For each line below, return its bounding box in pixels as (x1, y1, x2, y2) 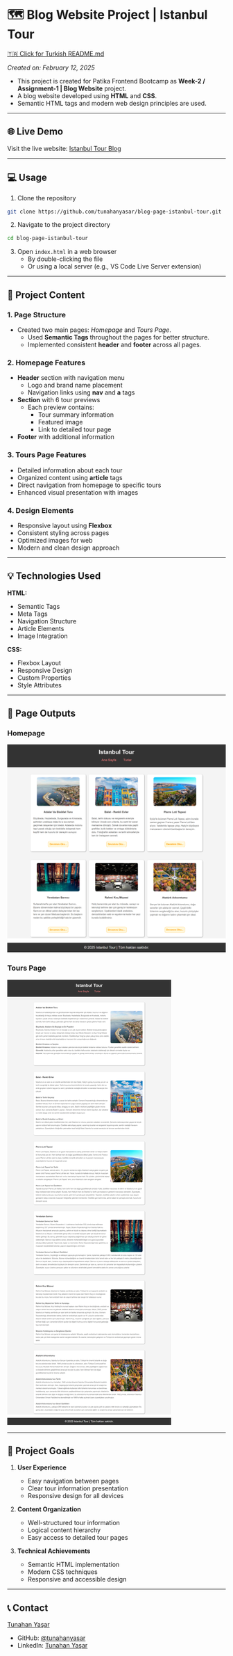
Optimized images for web (17, 536, 93, 544)
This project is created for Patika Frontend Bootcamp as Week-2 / (17, 77, 206, 85)
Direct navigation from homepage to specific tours (17, 481, 162, 489)
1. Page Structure (7, 310, 67, 319)
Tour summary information (37, 411, 114, 419)
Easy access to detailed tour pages (27, 1534, 128, 1542)
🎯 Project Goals (7, 1444, 75, 1456)
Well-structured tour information (27, 1519, 120, 1527)
